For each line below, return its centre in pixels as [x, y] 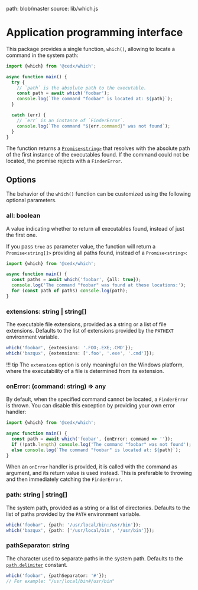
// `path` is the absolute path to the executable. [82, 88]
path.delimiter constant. [37, 565]
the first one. [22, 235]
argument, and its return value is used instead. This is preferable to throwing [99, 473]
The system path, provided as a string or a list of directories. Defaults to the [98, 508]
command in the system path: [42, 55]
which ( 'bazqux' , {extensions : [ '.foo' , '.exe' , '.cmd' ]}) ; [80, 353]
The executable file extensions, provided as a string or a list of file [86, 324]
